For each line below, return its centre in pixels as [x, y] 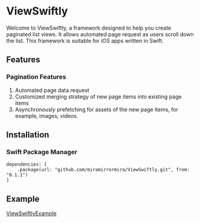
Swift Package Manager [42, 152]
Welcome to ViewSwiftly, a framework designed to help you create [89, 28]
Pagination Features [36, 77]
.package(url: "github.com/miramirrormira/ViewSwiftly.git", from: [103, 170]
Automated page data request [52, 90]
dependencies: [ [27, 164]
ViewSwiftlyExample [32, 213]
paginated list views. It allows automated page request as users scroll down [100, 34]
